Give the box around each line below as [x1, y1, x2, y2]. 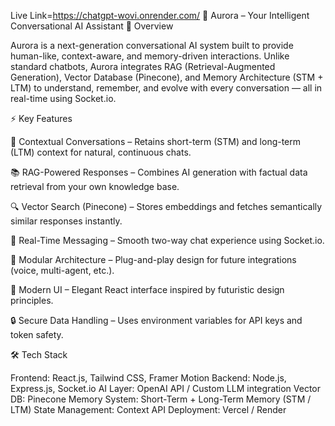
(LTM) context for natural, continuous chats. [10, 146, 192, 158]
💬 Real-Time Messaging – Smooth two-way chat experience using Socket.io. [10, 235, 325, 246]
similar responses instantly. [10, 215, 123, 227]
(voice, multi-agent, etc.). [10, 265, 115, 276]
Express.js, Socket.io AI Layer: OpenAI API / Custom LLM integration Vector [10, 383, 322, 394]
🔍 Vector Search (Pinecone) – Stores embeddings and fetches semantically [10, 201, 323, 212]
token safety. [10, 329, 64, 340]
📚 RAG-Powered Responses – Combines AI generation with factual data [10, 166, 308, 178]
